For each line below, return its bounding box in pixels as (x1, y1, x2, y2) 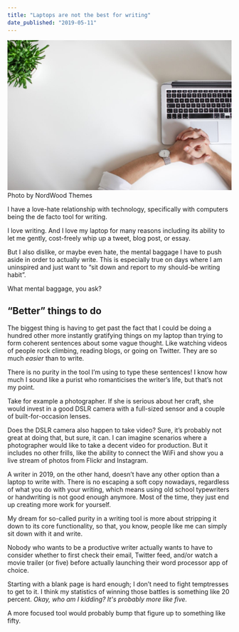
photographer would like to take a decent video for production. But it (7, 441, 208, 450)
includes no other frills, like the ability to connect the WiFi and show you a (7, 448, 224, 457)
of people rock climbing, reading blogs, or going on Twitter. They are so (7, 346, 218, 355)
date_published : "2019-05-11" (7, 19, 97, 26)
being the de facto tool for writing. (7, 212, 108, 221)
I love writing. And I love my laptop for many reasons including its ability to (7, 226, 225, 235)
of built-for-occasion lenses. (7, 412, 91, 421)
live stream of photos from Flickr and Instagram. (7, 456, 149, 465)
